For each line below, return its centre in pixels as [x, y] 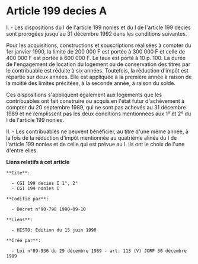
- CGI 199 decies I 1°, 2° [45, 183]
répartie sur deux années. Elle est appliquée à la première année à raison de [99, 77]
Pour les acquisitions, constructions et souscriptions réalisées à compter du [99, 45]
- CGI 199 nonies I [36, 188]
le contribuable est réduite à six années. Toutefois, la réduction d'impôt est [97, 70]
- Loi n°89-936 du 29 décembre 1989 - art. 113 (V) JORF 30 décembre [99, 251]
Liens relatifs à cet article [38, 162]
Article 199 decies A [57, 11]
